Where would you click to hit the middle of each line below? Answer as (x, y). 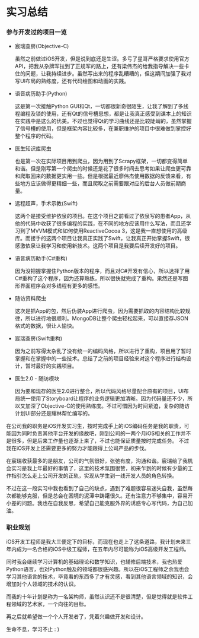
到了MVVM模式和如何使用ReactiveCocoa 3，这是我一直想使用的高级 (104, 231)
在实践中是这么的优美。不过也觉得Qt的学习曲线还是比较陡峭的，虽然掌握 (103, 121)
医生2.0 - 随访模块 (37, 379)
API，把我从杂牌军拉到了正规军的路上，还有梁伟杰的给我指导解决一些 (99, 66)
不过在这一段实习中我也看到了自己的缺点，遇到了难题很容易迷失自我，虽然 (97, 488)
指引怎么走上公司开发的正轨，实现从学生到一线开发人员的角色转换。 (94, 476)
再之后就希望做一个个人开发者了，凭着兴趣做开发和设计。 (76, 616)
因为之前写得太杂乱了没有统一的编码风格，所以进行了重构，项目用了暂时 (103, 351)
